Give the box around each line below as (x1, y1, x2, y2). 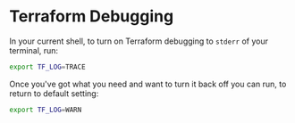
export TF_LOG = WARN (9, 105, 82, 114)
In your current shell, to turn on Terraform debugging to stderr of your (9, 36, 268, 46)
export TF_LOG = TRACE (9, 62, 87, 71)
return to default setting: (9, 87, 99, 99)
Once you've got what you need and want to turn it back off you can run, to (9, 78, 287, 89)
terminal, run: (9, 45, 59, 55)
